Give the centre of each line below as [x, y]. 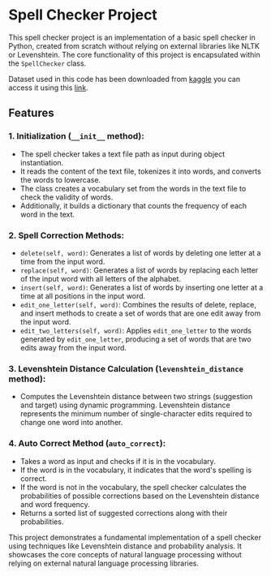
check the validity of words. [67, 197]
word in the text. [47, 214]
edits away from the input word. [73, 347]
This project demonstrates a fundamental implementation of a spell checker [135, 537]
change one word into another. [71, 423]
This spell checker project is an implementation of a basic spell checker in [132, 37]
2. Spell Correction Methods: [66, 235]
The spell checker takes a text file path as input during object [123, 154]
